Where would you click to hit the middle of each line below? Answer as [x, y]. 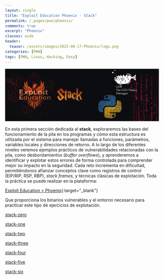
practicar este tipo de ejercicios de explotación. [53, 205]
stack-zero [16, 215]
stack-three [17, 243]
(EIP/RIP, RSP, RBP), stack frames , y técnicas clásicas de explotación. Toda [81, 176]
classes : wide [20, 36]
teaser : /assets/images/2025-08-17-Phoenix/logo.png [64, 46]
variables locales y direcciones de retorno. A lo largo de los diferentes [75, 145]
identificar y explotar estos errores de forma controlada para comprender [79, 160]
